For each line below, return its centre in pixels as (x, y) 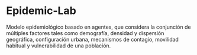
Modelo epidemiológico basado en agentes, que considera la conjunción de (98, 27)
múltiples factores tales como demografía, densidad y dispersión (85, 33)
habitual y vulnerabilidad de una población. (59, 46)
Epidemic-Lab (41, 11)
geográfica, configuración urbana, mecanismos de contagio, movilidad (93, 39)
